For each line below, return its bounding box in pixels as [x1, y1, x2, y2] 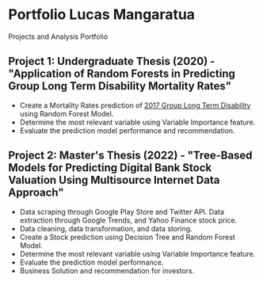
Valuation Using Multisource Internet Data [8, 173, 220, 187]
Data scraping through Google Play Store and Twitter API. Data [19, 207, 224, 216]
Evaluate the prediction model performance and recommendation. [19, 125, 235, 135]
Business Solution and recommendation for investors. [19, 265, 195, 275]
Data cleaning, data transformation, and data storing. [19, 223, 192, 233]
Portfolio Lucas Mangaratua [8, 6, 196, 24]
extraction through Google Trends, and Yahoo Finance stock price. [19, 215, 238, 225]
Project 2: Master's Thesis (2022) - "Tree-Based [8, 149, 253, 162]
